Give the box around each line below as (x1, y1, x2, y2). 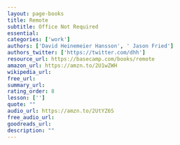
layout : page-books (7, 10, 64, 17)
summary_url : (7, 82, 46, 89)
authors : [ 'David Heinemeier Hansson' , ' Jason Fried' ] (7, 43, 174, 49)
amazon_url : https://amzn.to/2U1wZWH (7, 62, 118, 69)
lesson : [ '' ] (7, 95, 46, 102)
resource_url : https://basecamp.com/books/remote (7, 56, 155, 63)
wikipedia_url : (7, 68, 52, 75)
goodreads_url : (7, 120, 52, 128)
